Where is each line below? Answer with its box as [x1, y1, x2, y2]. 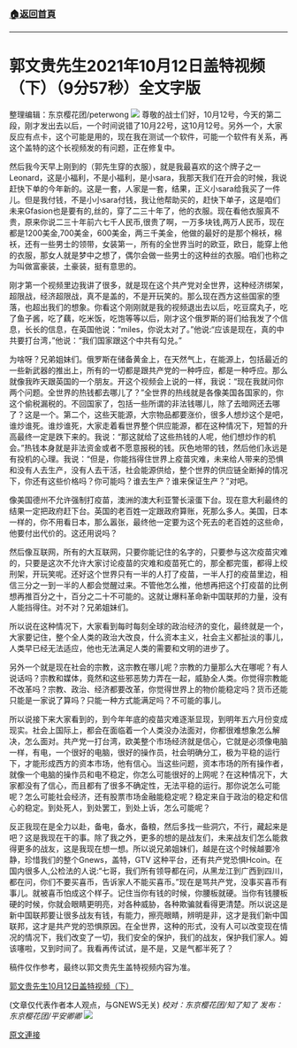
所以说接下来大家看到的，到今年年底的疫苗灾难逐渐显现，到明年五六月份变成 [9, 714, 288, 725]
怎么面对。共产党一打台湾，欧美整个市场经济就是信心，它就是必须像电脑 [24, 736, 288, 747]
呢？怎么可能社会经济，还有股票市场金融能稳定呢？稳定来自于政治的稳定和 [9, 791, 280, 803]
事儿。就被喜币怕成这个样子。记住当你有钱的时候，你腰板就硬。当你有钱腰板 [9, 888, 288, 898]
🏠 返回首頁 [9, 7, 57, 19]
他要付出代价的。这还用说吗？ [9, 528, 118, 539]
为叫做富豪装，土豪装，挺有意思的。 [9, 261, 141, 272]
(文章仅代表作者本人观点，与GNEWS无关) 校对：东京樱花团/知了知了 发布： [9, 999, 284, 1011]
